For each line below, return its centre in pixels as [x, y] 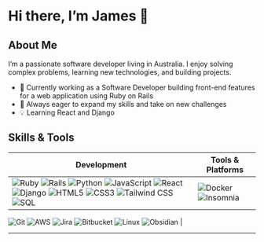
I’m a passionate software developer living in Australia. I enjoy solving [121, 64]
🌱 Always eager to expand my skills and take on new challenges [123, 104]
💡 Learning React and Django [67, 112]
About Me [33, 45]
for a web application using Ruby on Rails [86, 96]
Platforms [225, 170]
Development [101, 164]
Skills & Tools [41, 138]
